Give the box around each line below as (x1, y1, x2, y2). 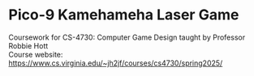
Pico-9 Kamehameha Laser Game (8, 6, 239, 24)
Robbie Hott (8, 40, 49, 50)
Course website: (8, 49, 63, 59)
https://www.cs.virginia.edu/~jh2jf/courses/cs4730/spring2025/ (8, 58, 223, 68)
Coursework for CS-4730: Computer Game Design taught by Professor (8, 32, 246, 42)
